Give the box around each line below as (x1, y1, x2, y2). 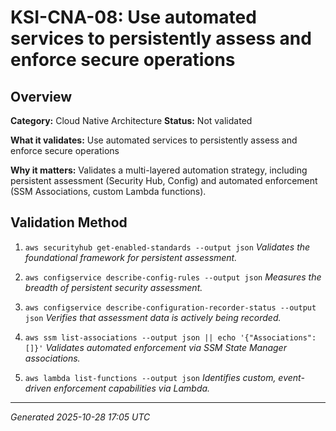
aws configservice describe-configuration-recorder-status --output (24, 302, 317, 313)
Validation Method (10, 214, 128, 231)
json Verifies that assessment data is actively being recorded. (24, 311, 282, 323)
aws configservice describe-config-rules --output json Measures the (24, 271, 322, 283)
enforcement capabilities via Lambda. (53, 382, 211, 394)
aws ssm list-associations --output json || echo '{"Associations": (24, 332, 317, 343)
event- (278, 371, 305, 383)
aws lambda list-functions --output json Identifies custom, (24, 371, 277, 383)
